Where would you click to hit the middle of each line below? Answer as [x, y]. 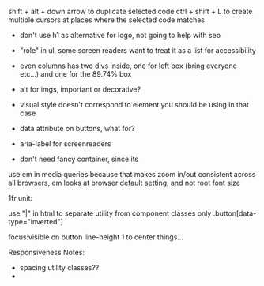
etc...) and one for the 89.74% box [75, 74]
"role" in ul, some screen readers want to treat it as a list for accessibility [138, 50]
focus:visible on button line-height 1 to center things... [96, 237]
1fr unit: [21, 198]
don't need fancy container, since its [79, 159]
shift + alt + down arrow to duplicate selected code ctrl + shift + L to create [130, 11]
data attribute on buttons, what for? [77, 128]
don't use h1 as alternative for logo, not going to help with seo [120, 35]
